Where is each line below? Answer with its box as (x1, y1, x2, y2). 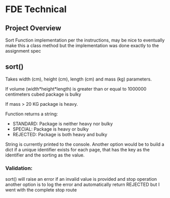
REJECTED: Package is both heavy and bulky (12, 131, 108, 137)
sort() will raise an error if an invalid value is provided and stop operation (5, 176, 157, 182)
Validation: (5, 165, 33, 172)
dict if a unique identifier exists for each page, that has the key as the (5, 146, 150, 152)
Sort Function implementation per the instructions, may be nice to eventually (5, 37, 165, 43)
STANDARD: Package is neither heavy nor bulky (12, 121, 113, 127)
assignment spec (5, 48, 42, 54)
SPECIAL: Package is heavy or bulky (12, 126, 89, 132)
